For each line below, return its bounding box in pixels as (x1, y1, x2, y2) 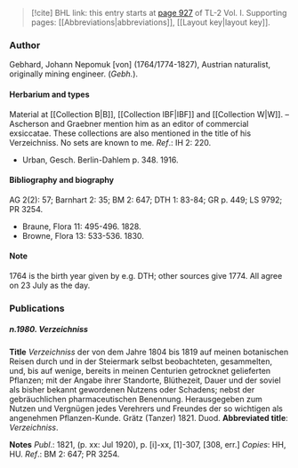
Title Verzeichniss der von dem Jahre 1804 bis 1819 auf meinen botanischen (9, 346, 289, 357)
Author (9, 39, 41, 52)
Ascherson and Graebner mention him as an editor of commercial (9, 118, 249, 129)
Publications (9, 302, 65, 314)
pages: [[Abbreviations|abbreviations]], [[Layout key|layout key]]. (30, 17, 271, 28)
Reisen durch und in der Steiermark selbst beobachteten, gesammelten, (9, 355, 273, 367)
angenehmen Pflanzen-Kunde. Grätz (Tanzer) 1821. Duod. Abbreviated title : (9, 412, 289, 423)
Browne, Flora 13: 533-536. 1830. (21, 230, 145, 241)
